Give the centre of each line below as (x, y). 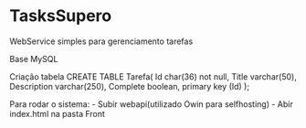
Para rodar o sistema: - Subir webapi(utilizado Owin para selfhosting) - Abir (152, 104)
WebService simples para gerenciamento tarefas (101, 41)
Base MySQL (34, 59)
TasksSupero (61, 16)
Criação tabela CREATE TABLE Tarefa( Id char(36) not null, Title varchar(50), (153, 76)
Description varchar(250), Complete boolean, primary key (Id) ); (129, 86)
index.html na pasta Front (57, 113)
